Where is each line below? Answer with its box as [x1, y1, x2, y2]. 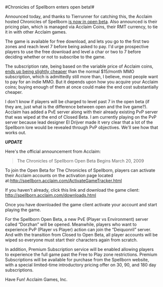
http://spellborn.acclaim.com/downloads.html [5, 192, 96, 198]
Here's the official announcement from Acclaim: [5, 148, 101, 154]
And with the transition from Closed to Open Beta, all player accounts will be [5, 232, 158, 237]
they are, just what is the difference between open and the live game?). [5, 104, 147, 109]
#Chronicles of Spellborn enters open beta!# [5, 4, 95, 10]
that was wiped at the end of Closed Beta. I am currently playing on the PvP [5, 114, 157, 120]
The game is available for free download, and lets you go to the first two [5, 38, 149, 44]
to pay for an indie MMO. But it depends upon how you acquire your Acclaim [5, 79, 158, 85]
